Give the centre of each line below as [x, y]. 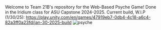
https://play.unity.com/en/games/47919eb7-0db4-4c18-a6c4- [89, 17]
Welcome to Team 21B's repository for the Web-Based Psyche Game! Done [81, 7]
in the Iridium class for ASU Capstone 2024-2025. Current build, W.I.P [75, 12]
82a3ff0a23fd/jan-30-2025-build [38, 22]
